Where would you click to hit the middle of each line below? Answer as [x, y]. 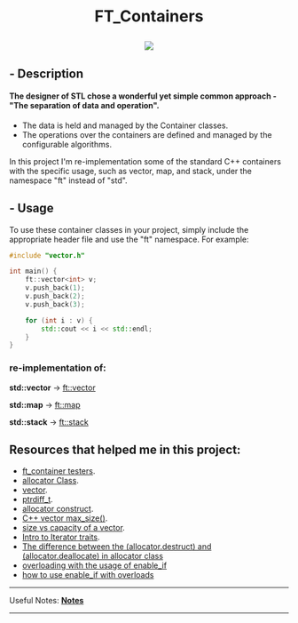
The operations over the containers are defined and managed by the [147, 134]
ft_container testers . [59, 471]
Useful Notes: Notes [47, 601]
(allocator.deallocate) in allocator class [93, 556]
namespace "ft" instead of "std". [68, 180]
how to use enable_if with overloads [88, 575]
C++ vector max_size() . [65, 518]
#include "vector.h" [47, 255]
